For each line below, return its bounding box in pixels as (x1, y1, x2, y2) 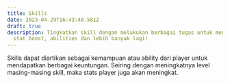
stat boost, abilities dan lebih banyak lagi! (13, 35, 149, 42)
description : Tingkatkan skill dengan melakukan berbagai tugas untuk (7, 29, 213, 36)
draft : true (7, 22, 41, 29)
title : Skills (7, 10, 48, 17)
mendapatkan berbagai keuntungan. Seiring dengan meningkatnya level (7, 61, 210, 69)
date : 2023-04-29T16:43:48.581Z (7, 16, 99, 23)
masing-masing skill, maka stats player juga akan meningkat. (7, 69, 179, 77)
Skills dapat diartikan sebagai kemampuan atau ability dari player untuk (7, 54, 208, 62)
